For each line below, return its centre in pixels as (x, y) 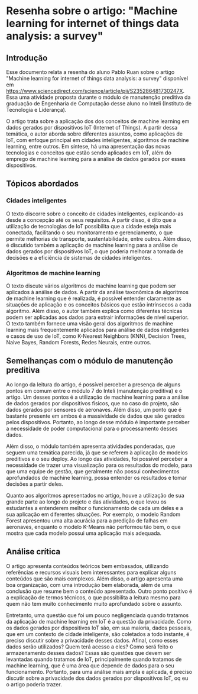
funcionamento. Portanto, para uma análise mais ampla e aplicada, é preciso (99, 672)
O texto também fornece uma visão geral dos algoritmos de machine (90, 323)
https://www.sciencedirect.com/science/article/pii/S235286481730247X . (95, 91)
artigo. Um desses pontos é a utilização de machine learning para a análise (98, 397)
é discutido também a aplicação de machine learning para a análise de (92, 245)
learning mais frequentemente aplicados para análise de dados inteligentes (98, 330)
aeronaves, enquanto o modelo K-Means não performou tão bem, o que (94, 527)
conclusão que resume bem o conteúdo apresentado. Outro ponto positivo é (99, 591)
